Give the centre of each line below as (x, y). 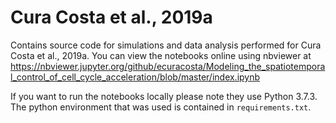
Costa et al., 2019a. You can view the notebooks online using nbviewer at (161, 55)
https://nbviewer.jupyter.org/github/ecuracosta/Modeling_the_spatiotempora (168, 66)
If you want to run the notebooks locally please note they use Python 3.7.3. (164, 96)
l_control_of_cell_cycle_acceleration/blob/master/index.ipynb (135, 77)
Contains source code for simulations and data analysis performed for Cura (166, 45)
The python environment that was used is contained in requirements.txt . (161, 107)
